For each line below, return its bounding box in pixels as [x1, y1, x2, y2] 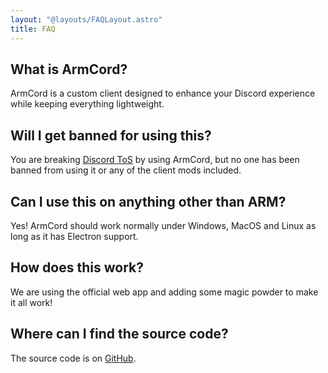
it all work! [10, 296, 53, 308]
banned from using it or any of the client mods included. [10, 164, 242, 176]
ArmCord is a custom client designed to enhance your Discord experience [10, 87, 316, 100]
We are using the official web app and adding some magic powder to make [10, 286, 319, 298]
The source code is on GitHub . [10, 352, 137, 364]
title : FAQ [10, 24, 56, 34]
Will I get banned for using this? [10, 127, 212, 144]
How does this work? [10, 259, 144, 276]
